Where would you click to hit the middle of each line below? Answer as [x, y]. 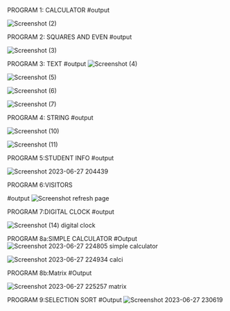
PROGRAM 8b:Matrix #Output [50, 273]
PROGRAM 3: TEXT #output [47, 64]
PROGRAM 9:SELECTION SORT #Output [65, 300]
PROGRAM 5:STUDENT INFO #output [61, 158]
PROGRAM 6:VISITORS [40, 185]
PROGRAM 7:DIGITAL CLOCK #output [61, 212]
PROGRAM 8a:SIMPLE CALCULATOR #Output [72, 238]
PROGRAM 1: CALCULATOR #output [59, 10]
